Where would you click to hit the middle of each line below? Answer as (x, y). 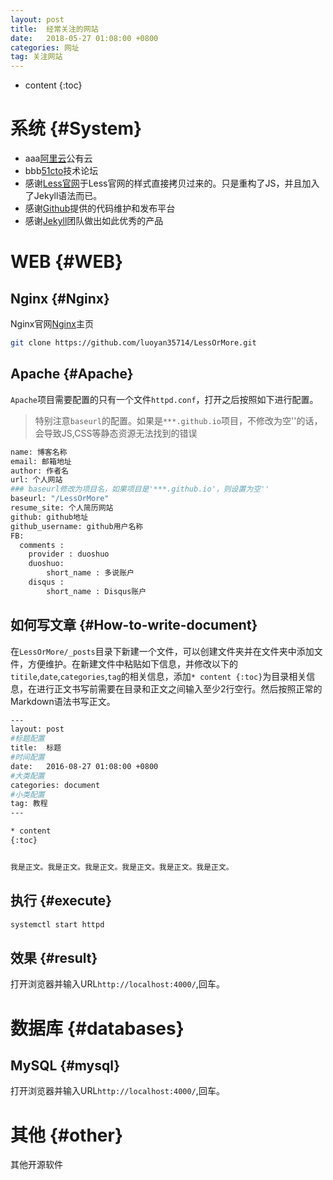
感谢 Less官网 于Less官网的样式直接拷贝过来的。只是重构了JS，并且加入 (172, 183)
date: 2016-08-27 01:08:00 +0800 (84, 766)
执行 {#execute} (61, 901)
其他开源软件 (36, 1165)
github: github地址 (49, 517)
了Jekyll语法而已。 (63, 196)
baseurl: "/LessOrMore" (60, 499)
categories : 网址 (45, 47)
